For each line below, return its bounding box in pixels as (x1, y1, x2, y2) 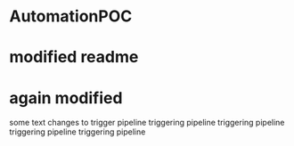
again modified (9, 87, 123, 108)
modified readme (9, 47, 139, 68)
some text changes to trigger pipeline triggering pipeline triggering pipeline (9, 118, 285, 128)
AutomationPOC (9, 6, 133, 27)
